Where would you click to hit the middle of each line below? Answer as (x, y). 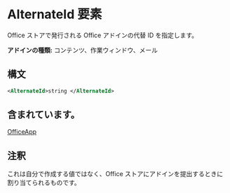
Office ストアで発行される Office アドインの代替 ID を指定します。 (103, 35)
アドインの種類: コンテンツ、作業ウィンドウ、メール (83, 50)
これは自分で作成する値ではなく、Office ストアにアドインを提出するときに (115, 174)
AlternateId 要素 (55, 14)
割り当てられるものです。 (44, 182)
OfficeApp (22, 132)
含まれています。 (44, 115)
